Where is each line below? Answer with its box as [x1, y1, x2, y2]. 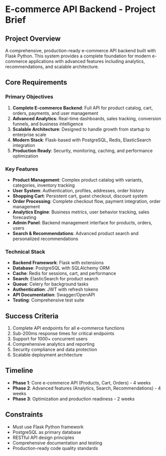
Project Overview [5, 34, 61, 43]
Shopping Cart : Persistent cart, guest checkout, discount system [12, 193, 148, 199]
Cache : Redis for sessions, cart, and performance [12, 270, 117, 276]
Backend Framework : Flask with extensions [12, 260, 104, 266]
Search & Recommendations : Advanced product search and [12, 230, 139, 236]
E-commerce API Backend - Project [5, 4, 156, 15]
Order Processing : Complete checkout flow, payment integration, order [12, 198, 161, 204]
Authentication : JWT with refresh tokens [12, 286, 99, 292]
